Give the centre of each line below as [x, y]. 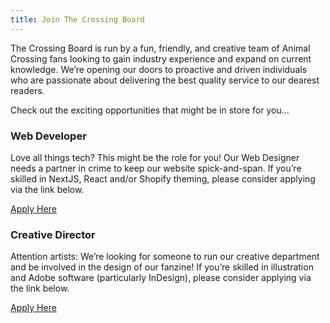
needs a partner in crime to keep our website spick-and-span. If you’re [156, 168]
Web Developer [48, 136]
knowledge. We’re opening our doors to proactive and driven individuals [159, 69]
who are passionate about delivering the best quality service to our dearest [165, 80]
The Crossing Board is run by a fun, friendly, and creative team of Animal [160, 48]
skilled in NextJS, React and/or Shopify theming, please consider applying [163, 178]
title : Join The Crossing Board [77, 19]
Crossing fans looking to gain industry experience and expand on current [161, 58]
